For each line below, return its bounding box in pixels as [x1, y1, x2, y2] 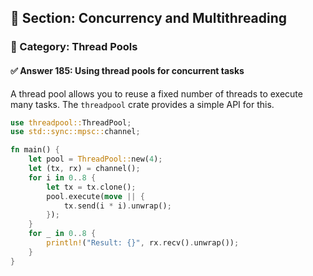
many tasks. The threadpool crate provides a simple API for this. [10, 98, 275, 110]
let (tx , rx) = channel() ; [28, 164, 141, 174]
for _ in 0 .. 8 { [28, 229, 97, 239]
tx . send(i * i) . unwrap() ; [63, 201, 172, 211]
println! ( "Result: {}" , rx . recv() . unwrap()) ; [46, 238, 240, 248]
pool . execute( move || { [46, 191, 145, 201]
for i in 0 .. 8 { [28, 172, 97, 183]
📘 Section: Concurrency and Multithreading [10, 10, 288, 27]
